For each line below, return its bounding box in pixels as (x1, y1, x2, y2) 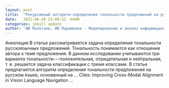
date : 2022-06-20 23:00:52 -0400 (5, 17, 80, 22)
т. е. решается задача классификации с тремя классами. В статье (5, 61, 147, 67)
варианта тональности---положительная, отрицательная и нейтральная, (5, 56, 162, 62)
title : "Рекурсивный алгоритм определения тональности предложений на (5, 12, 158, 17)
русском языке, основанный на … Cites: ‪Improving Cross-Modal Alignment (5, 72, 163, 78)
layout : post (5, 7, 33, 13)
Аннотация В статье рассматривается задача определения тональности (5, 40, 161, 46)
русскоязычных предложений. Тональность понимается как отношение (5, 45, 160, 51)
